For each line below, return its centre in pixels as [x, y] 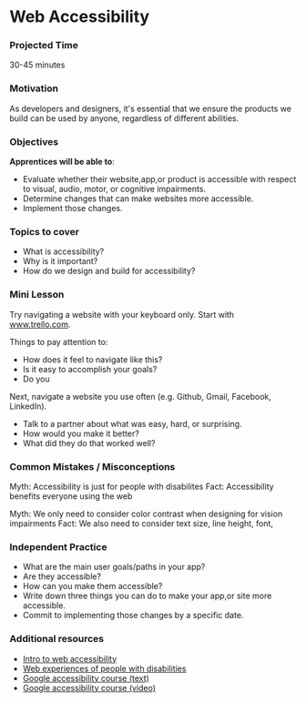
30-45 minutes [37, 65]
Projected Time [44, 46]
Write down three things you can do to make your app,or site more [147, 596]
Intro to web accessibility [70, 658]
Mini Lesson [37, 295]
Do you [36, 379]
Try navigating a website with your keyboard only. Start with [122, 314]
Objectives [34, 141]
